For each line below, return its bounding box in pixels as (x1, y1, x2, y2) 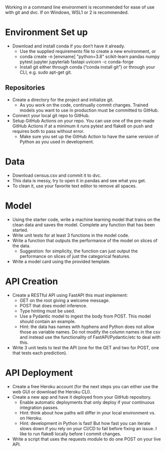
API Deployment (5, 367, 73, 378)
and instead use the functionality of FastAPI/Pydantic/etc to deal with (19, 334, 161, 340)
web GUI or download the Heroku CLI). (12, 389, 91, 395)
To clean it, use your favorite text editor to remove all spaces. (12, 183, 137, 189)
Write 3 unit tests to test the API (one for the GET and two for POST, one (12, 344, 159, 350)
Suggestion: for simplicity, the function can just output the (19, 248, 138, 254)
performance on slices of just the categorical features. (19, 253, 131, 259)
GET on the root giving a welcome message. (19, 297, 110, 303)
